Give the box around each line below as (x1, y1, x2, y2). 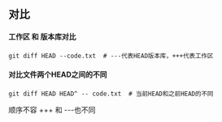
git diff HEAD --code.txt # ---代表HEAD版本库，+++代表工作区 (8, 52, 214, 60)
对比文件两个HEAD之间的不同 (8, 69, 107, 79)
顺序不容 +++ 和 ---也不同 (8, 104, 96, 115)
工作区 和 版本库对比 (8, 32, 76, 41)
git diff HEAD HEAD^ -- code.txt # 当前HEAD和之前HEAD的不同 (8, 90, 214, 98)
